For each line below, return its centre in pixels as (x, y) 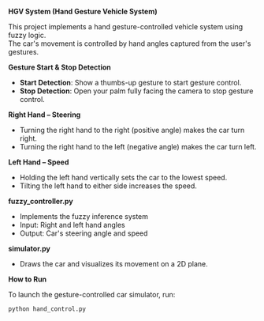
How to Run (28, 279)
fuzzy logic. (27, 35)
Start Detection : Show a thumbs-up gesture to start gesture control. (130, 83)
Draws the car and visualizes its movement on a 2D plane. (113, 264)
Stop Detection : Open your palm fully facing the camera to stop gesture (136, 91)
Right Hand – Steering (45, 115)
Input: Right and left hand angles (73, 225)
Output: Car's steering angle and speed (84, 233)
